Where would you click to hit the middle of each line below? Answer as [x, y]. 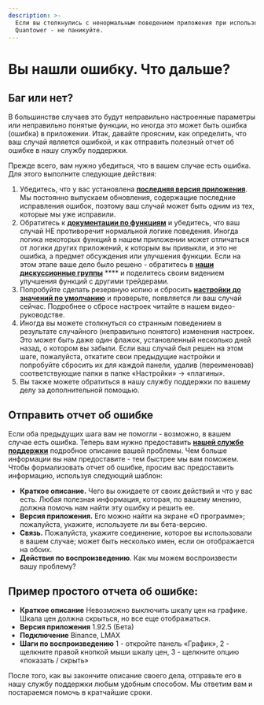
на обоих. [36, 550]
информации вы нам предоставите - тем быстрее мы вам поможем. [124, 459]
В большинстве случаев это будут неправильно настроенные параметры [132, 117]
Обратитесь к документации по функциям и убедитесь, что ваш [130, 223]
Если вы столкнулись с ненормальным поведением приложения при [121, 23]
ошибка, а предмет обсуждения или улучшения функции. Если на [130, 256]
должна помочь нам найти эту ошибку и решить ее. [107, 508]
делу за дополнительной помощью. [79, 390]
